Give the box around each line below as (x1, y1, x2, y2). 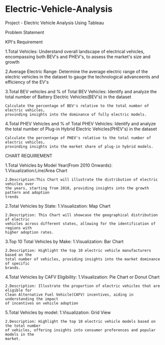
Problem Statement (5, 29, 44, 35)
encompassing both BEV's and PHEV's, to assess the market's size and (5, 53, 151, 60)
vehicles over (5, 181, 35, 186)
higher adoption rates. (5, 230, 54, 235)
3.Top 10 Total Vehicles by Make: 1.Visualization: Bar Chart (5, 238, 124, 244)
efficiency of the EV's (5, 79, 49, 85)
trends (5, 194, 19, 199)
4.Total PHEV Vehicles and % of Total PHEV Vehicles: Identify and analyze (5, 120, 156, 126)
